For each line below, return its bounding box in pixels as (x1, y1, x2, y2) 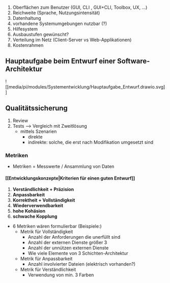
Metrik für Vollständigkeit (20, 229, 73, 235)
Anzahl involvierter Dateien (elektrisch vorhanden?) (27, 261, 136, 267)
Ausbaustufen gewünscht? (12, 32, 69, 37)
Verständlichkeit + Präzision (12, 186, 74, 192)
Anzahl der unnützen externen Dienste (27, 245, 109, 251)
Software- (117, 57, 150, 66)
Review (12, 117, 29, 124)
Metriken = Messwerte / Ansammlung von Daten (12, 163, 115, 169)
